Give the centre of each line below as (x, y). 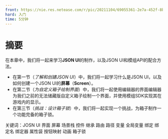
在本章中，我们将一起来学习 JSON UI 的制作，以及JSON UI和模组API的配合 (81, 60)
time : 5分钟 (17, 19)
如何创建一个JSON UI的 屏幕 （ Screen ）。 (54, 83)
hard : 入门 (16, 14)
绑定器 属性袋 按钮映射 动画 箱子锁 (50, 131)
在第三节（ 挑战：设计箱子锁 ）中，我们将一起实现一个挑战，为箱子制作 (85, 108)
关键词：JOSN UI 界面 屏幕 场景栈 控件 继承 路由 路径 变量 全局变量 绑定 (79, 125)
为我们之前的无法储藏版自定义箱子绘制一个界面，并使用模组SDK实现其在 (87, 96)
